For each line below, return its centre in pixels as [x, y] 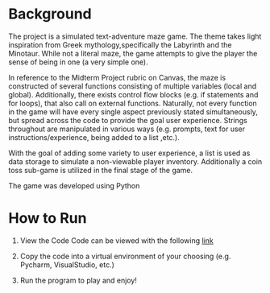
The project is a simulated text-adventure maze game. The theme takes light [135, 36]
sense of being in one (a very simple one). [78, 62]
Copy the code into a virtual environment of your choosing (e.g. [125, 256]
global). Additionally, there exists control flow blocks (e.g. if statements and [133, 94]
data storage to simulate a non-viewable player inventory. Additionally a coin [135, 161]
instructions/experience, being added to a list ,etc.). [94, 137]
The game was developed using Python [74, 185]
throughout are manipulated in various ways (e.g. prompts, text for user [127, 129]
